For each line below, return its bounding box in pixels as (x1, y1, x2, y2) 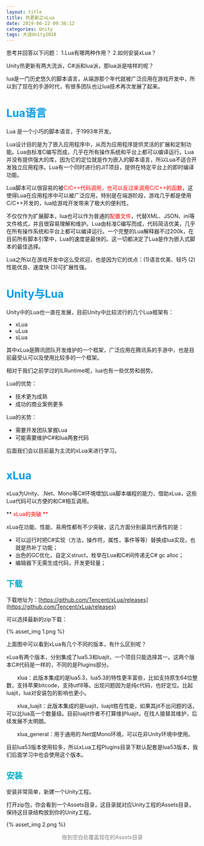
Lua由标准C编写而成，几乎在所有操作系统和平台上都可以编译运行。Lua (16, 148, 194, 156)
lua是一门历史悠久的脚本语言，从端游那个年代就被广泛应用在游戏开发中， (6, 75, 190, 82)
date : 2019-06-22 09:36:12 (6, 20, 75, 26)
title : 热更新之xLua (6, 15, 55, 21)
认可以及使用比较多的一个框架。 (22, 354, 102, 361)
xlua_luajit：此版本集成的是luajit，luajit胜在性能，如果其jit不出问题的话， (17, 702, 198, 709)
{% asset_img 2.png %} (6, 820, 66, 828)
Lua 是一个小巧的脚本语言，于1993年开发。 (6, 128, 114, 135)
